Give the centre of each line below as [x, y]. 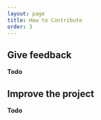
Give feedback [39, 55]
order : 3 [20, 27]
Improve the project [51, 94]
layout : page [26, 14]
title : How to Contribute [45, 20]
